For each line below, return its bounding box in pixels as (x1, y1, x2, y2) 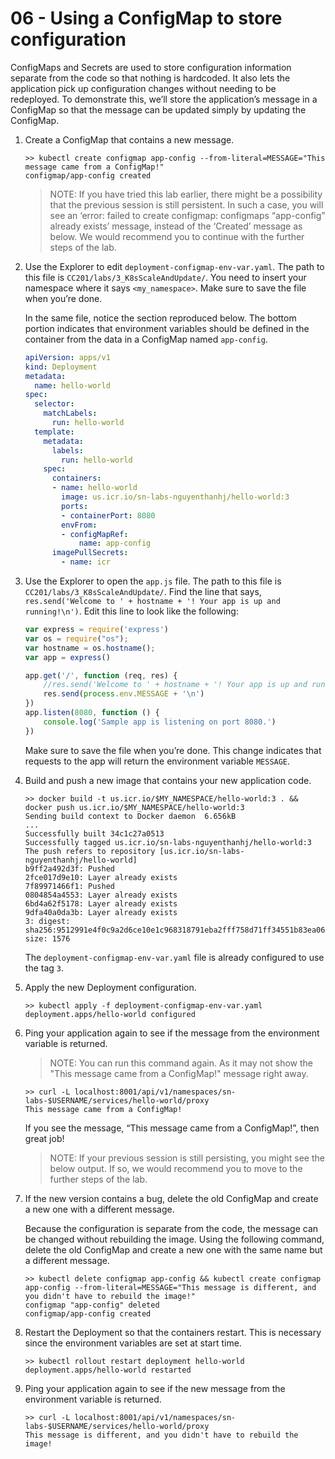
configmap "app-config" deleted (24, 1300, 160, 1310)
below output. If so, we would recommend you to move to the (49, 1162, 303, 1174)
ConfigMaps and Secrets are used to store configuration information (10, 61, 292, 73)
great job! (24, 1132, 65, 1144)
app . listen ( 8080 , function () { (24, 708, 160, 718)
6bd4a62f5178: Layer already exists (24, 898, 178, 909)
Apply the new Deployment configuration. (24, 981, 197, 993)
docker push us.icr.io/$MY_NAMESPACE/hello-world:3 (24, 802, 245, 812)
